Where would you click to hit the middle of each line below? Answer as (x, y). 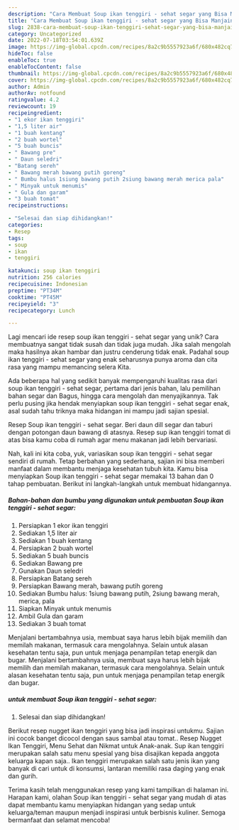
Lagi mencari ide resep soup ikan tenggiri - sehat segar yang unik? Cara (113, 337)
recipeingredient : (35, 113)
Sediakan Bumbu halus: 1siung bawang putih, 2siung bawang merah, (119, 593)
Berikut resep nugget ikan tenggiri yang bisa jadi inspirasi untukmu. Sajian (116, 731)
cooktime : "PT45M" (35, 297)
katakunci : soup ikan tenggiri (54, 271)
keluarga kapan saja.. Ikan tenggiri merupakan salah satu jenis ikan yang (114, 761)
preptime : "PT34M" (35, 291)
